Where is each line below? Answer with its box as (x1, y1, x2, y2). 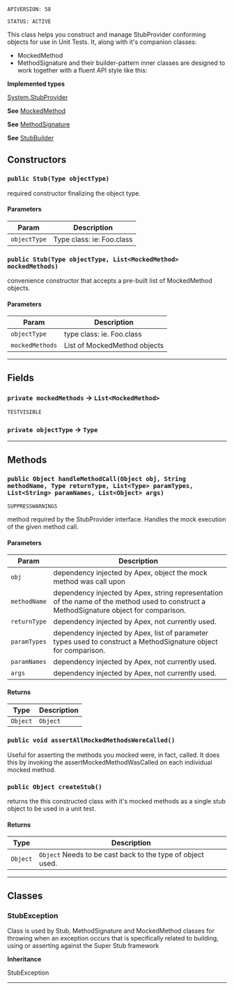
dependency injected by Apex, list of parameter (53, 628, 209, 638)
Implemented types (7, 80, 65, 88)
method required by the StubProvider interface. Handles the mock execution (7, 515, 226, 524)
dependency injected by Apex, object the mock (53, 568, 208, 578)
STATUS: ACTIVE (7, 18, 52, 25)
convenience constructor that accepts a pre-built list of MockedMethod (7, 276, 212, 285)
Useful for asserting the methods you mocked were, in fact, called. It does (7, 751, 220, 759)
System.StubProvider (7, 94, 68, 101)
